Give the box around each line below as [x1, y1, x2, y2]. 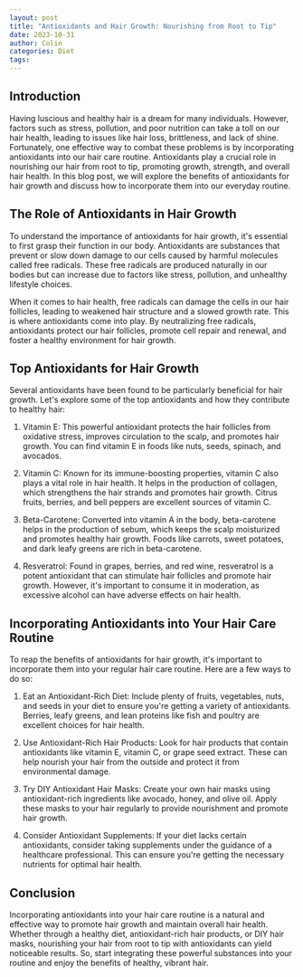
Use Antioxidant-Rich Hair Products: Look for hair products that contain [22, 737, 289, 748]
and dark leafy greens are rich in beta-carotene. [22, 543, 202, 554]
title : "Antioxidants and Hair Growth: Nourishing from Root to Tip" [9, 22, 278, 31]
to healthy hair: [9, 404, 66, 415]
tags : [9, 55, 30, 64]
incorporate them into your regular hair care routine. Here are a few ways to [9, 664, 291, 675]
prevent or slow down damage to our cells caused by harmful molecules [9, 250, 279, 261]
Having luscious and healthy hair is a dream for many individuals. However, [9, 112, 289, 123]
